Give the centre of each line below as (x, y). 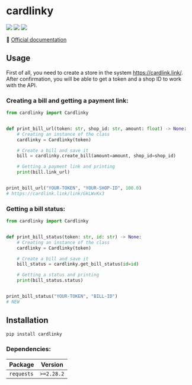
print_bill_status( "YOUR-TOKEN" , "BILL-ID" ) (62, 297)
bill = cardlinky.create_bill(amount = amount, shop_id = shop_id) (97, 156)
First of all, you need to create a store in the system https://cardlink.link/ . (95, 72)
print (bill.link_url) (43, 172)
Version (52, 364)
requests (21, 374)
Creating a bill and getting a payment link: (67, 100)
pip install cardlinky (34, 334)
